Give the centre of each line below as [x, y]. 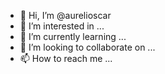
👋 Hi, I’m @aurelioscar [65, 15]
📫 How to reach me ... [66, 58]
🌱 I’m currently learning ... [73, 36]
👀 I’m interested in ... [62, 26]
